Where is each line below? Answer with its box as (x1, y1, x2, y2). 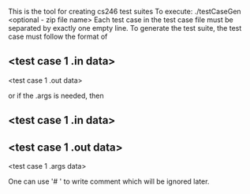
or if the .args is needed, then (8, 91, 104, 100)
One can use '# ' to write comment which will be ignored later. (8, 177, 210, 186)
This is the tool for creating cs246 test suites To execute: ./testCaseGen (8, 7, 242, 16)
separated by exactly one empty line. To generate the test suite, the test (8, 24, 242, 32)
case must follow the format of (8, 32, 108, 41)
